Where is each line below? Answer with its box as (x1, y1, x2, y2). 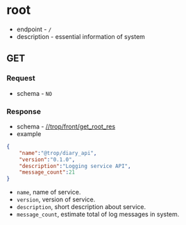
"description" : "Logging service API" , (19, 162, 131, 169)
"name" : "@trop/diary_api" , (19, 149, 97, 156)
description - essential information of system (16, 32, 145, 40)
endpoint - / (16, 25, 52, 33)
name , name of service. (16, 188, 81, 197)
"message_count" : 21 (19, 169, 76, 176)
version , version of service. (16, 195, 96, 203)
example (16, 129, 42, 137)
